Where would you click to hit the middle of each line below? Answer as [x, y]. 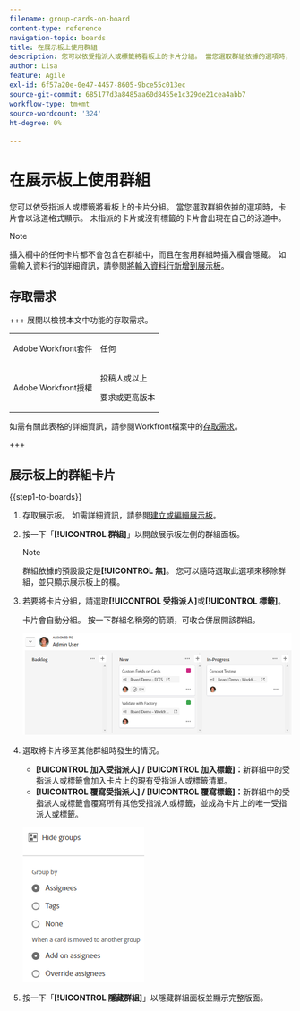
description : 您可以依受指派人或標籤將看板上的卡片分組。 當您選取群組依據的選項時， [151, 57]
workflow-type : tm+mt [50, 104]
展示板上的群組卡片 [62, 475]
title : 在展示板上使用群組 [54, 47]
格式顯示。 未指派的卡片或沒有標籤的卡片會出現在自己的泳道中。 [167, 218]
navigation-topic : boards [57, 38]
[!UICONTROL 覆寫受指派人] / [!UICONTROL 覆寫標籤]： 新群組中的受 [163, 792]
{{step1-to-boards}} [46, 497]
